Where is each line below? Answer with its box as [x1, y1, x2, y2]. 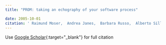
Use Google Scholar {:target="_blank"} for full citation [5, 34, 114, 40]
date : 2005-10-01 [5, 16, 41, 21]
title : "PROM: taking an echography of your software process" [5, 7, 138, 12]
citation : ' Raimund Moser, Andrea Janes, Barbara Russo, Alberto [5, 21, 152, 26]
